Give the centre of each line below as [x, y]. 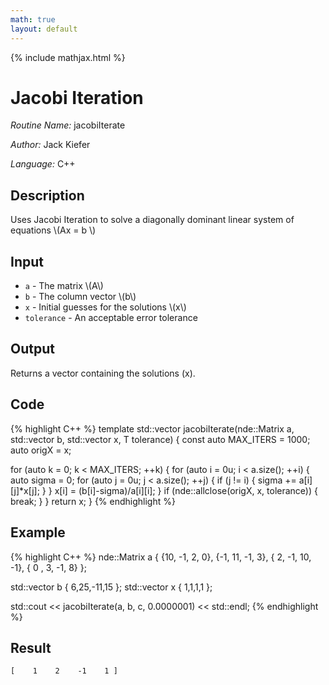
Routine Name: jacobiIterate [68, 125]
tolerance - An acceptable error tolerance [111, 318]
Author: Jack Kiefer [50, 145]
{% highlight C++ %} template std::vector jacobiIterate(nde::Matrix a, [152, 428]
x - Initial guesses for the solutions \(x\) [105, 307]
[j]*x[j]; [25, 490]
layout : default [44, 29]
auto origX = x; [41, 450]
